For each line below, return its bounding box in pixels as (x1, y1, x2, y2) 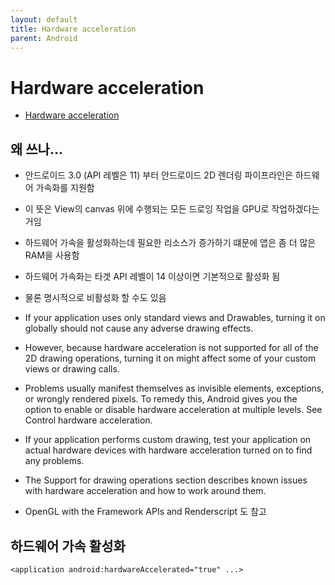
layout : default (10, 14, 78, 25)
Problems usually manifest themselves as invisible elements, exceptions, (24, 382, 325, 395)
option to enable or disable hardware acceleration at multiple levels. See (24, 404, 323, 416)
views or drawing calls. (24, 363, 120, 375)
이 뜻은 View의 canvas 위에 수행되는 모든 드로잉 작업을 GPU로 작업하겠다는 (24, 203, 320, 215)
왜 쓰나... (10, 141, 63, 158)
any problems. (24, 455, 85, 467)
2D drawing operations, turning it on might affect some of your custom (24, 352, 317, 365)
